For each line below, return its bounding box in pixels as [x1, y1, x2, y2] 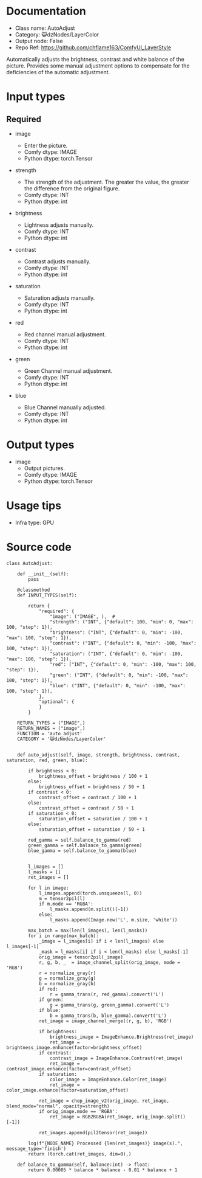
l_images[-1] [6, 943, 39, 949]
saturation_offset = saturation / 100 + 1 [38, 816, 148, 822]
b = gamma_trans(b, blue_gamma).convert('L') [49, 1013, 167, 1019]
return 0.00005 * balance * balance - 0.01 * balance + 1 [28, 1166, 178, 1173]
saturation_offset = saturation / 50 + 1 [38, 826, 146, 833]
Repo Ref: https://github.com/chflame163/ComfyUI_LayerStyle [15, 44, 172, 51]
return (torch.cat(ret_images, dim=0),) [28, 1151, 132, 1157]
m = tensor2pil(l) [38, 895, 86, 901]
